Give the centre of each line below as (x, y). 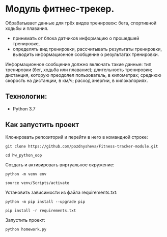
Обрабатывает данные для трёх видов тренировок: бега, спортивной (81, 23)
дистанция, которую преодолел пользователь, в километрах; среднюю (83, 75)
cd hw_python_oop (24, 155)
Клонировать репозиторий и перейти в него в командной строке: (77, 137)
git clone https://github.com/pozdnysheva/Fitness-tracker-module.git (82, 146)
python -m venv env (26, 174)
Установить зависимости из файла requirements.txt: (61, 192)
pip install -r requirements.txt (41, 211)
